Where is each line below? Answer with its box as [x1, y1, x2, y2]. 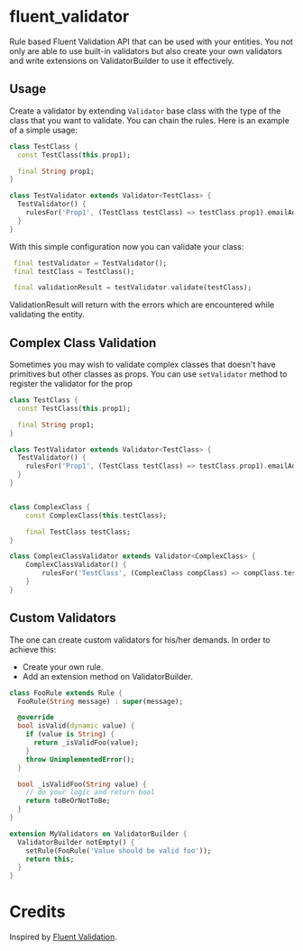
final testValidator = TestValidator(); [13, 259, 168, 268]
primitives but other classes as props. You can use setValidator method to [9, 369, 288, 379]
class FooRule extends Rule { [9, 688, 124, 698]
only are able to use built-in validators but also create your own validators [9, 45, 282, 56]
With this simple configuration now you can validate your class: [9, 241, 244, 251]
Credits [9, 901, 66, 922]
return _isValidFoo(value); [32, 738, 140, 747]
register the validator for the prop [9, 379, 133, 389]
